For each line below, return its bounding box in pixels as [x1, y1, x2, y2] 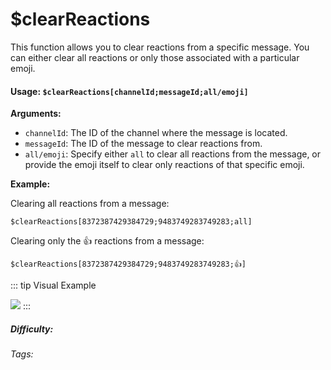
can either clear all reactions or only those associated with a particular [10, 51, 300, 63]
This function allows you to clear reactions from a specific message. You [10, 41, 310, 53]
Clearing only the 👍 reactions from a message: [10, 235, 205, 247]
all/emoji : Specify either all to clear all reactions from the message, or [24, 148, 322, 160]
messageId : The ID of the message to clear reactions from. [24, 138, 263, 150]
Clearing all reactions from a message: [10, 198, 170, 210]
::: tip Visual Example [10, 279, 97, 292]
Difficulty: [10, 323, 54, 335]
